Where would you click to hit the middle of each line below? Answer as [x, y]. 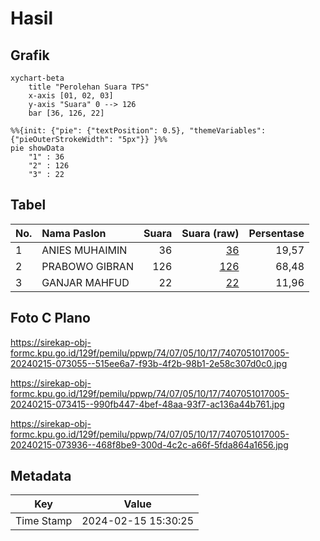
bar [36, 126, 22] [66, 113]
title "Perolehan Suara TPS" [89, 87]
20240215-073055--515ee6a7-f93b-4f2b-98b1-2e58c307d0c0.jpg [149, 363]
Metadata [41, 476]
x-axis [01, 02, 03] [71, 96]
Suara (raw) [210, 233]
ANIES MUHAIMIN [84, 250]
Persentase [276, 233]
